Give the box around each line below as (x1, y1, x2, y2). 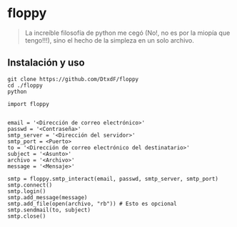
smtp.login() (7, 187, 46, 195)
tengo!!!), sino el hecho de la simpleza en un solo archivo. (24, 36, 195, 44)
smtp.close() (7, 212, 46, 220)
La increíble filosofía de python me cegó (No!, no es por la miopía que (24, 28, 231, 37)
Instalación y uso (7, 57, 85, 69)
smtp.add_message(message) (7, 194, 88, 201)
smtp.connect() (7, 181, 53, 189)
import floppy (7, 100, 50, 107)
